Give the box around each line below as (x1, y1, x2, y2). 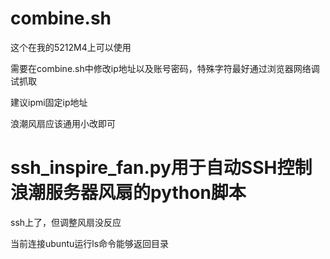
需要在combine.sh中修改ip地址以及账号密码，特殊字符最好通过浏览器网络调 (10, 62, 320, 74)
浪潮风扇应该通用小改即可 (10, 117, 116, 129)
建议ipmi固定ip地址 (10, 96, 88, 108)
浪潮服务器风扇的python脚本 (10, 182, 247, 204)
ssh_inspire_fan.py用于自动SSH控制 (10, 157, 313, 179)
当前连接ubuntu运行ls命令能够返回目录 (10, 237, 170, 249)
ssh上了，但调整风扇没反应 (10, 216, 122, 228)
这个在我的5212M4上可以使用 (10, 41, 132, 53)
